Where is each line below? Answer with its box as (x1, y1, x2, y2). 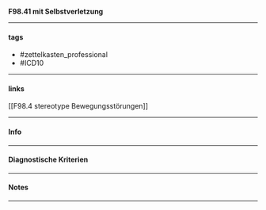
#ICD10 (19, 59, 44, 68)
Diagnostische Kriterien (8, 155, 89, 165)
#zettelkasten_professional (19, 50, 108, 59)
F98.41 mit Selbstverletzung (8, 7, 104, 16)
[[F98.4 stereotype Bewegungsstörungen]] (8, 101, 149, 111)
